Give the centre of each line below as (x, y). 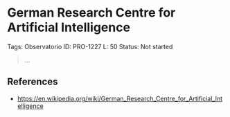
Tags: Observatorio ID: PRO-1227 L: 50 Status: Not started (90, 46)
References (33, 82)
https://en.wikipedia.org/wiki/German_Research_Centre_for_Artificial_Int (120, 98)
